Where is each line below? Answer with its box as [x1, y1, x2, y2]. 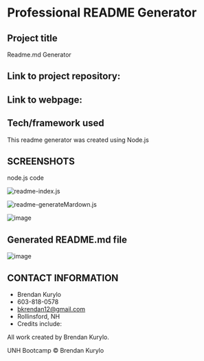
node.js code [7, 174, 45, 182]
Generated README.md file [7, 234, 128, 245]
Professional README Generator [7, 5, 197, 21]
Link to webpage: [7, 94, 82, 105]
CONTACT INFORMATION [7, 272, 119, 284]
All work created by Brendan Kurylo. [7, 333, 110, 342]
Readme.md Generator [7, 50, 72, 59]
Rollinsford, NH [16, 312, 60, 321]
